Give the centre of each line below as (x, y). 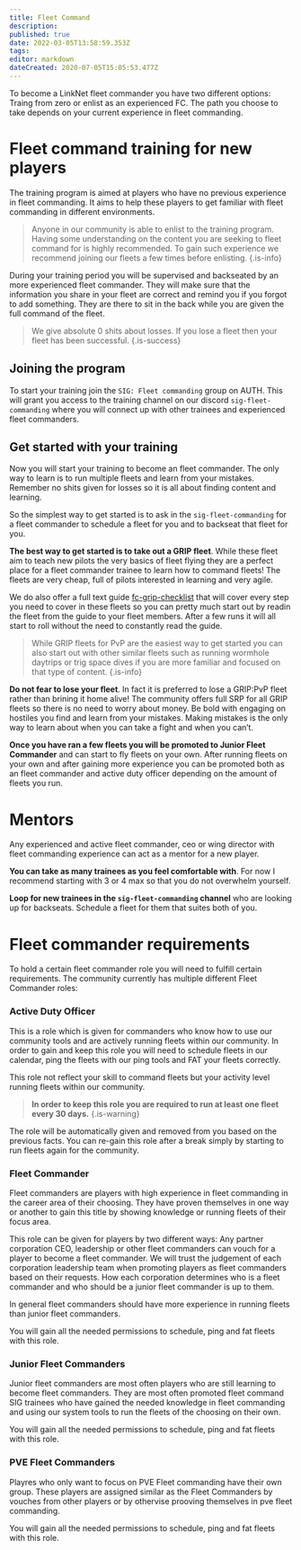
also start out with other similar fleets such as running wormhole (150, 653)
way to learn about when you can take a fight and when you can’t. (132, 728)
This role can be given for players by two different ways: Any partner (137, 1239)
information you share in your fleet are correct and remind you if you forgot (148, 294)
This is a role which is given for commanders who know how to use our (141, 1031)
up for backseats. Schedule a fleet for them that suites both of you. (133, 908)
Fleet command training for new (131, 149)
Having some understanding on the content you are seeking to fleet (156, 238)
